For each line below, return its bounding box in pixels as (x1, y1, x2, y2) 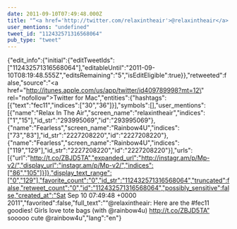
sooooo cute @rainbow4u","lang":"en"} (7, 213, 122, 223)
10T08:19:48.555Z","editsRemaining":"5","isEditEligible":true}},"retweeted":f (7, 71, 227, 80)
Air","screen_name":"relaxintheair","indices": (76, 109, 206, 117)
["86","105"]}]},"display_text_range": (7, 169, 112, 177)
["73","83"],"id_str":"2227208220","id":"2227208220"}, (7, 131, 169, 140)
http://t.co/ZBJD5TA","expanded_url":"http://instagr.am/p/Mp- (30, 153, 210, 163)
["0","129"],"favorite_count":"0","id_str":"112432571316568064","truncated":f (7, 176, 230, 184)
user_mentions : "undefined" (7, 23, 90, 30)
